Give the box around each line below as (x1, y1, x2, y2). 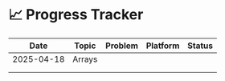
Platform (145, 40, 180, 51)
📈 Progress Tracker (8, 6, 144, 24)
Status (187, 40, 214, 51)
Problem (105, 40, 139, 51)
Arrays (72, 53, 98, 64)
